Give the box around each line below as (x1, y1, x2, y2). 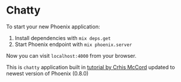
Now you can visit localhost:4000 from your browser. (6, 52, 136, 59)
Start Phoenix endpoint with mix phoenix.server (14, 41, 132, 48)
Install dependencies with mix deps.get (14, 34, 111, 41)
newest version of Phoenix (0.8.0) (6, 70, 89, 77)
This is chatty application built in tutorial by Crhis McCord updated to (6, 63, 175, 71)
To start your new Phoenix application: (6, 23, 100, 30)
